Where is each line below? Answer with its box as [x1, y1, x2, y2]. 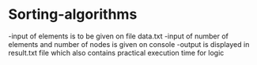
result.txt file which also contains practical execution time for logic [8, 48, 225, 57]
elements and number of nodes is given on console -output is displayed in [8, 39, 250, 49]
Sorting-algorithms [8, 5, 138, 23]
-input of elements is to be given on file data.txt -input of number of [8, 31, 229, 41]
